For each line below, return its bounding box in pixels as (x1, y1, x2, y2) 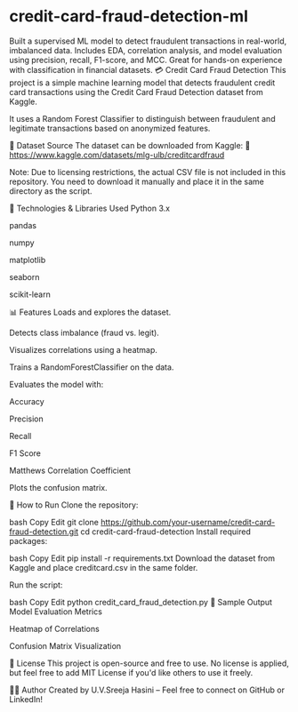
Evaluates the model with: (9, 379, 104, 389)
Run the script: (9, 580, 63, 590)
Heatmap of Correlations (9, 623, 100, 634)
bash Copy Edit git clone (9, 516, 100, 527)
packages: (9, 535, 48, 546)
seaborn (9, 271, 40, 282)
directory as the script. (9, 185, 93, 196)
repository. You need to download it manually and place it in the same (9, 176, 264, 187)
